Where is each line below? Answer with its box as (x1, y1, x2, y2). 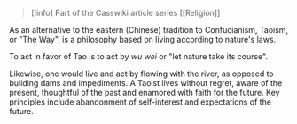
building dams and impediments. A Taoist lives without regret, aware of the (9, 78, 283, 88)
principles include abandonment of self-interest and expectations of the (9, 97, 272, 107)
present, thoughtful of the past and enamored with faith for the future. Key (9, 88, 280, 97)
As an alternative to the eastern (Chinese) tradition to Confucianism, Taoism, (9, 25, 289, 35)
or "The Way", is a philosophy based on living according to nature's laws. (9, 35, 277, 44)
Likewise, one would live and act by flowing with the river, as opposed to (9, 68, 274, 79)
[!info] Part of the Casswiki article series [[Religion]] (30, 8, 221, 18)
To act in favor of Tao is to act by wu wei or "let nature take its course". (9, 51, 269, 61)
